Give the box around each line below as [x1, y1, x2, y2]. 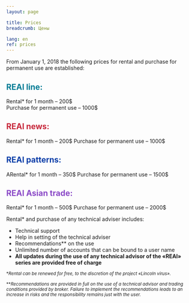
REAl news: [6, 121, 50, 132]
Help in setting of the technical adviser [14, 233, 111, 241]
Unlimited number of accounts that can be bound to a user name [14, 247, 175, 254]
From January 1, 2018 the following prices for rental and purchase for [6, 58, 177, 65]
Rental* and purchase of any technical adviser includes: [6, 215, 145, 223]
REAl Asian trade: [6, 188, 73, 198]
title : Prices [6, 19, 42, 26]
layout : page [6, 8, 39, 15]
